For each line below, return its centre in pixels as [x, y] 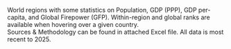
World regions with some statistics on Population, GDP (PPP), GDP [102, 10]
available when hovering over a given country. [73, 24]
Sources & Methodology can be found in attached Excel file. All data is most [115, 32]
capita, [17, 17]
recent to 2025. [29, 39]
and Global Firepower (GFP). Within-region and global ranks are [119, 17]
